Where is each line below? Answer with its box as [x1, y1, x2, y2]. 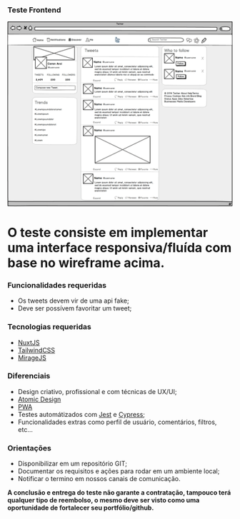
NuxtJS [17, 338, 41, 347]
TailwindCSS [17, 346, 56, 354]
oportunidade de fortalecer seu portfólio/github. [7, 503, 154, 512]
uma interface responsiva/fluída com [7, 239, 232, 256]
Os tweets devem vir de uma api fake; [17, 296, 130, 305]
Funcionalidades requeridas [7, 280, 107, 290]
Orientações [7, 443, 51, 453]
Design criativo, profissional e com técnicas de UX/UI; [17, 387, 177, 395]
